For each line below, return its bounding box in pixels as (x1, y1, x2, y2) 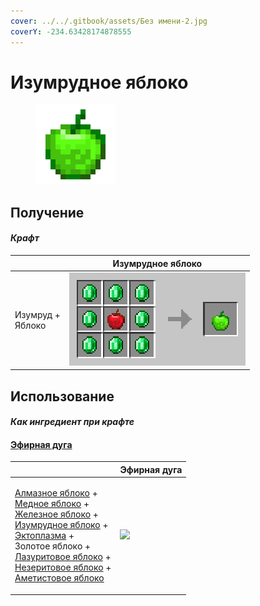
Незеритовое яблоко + (14, 561, 112, 574)
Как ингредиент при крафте (10, 416, 135, 428)
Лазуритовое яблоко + (14, 551, 112, 563)
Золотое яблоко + (14, 540, 92, 552)
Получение (10, 204, 85, 221)
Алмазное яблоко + (14, 487, 98, 499)
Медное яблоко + (14, 498, 90, 510)
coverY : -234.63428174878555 (10, 26, 132, 37)
